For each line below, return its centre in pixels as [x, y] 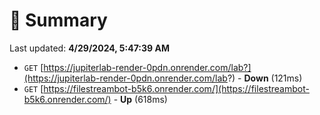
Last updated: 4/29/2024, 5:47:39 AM [89, 48]
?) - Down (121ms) [265, 78]
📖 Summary [58, 20]
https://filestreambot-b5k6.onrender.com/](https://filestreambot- [176, 88]
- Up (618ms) [140, 99]
